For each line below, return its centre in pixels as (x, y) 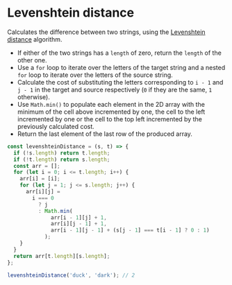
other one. (32, 60)
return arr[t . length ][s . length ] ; (62, 256)
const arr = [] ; (37, 166)
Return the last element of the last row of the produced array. (105, 134)
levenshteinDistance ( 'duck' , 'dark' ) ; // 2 (71, 275)
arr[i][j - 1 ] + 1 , (79, 224)
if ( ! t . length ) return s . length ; (62, 159)
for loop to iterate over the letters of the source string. (95, 75)
